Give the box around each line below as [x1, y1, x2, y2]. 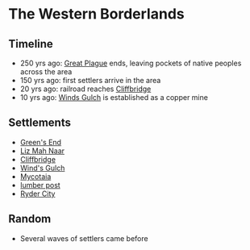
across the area [19, 67, 73, 77]
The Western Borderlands [8, 5, 185, 23]
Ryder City [19, 189, 56, 198]
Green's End [19, 137, 62, 147]
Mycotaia [19, 171, 52, 181]
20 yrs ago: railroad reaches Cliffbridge [19, 84, 152, 94]
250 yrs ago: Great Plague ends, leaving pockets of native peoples [19, 58, 242, 68]
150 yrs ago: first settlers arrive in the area [19, 76, 161, 85]
